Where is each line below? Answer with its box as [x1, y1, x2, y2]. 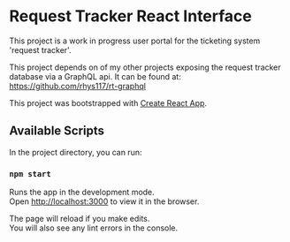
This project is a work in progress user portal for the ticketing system [9, 35, 261, 46]
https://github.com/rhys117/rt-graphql [9, 80, 146, 91]
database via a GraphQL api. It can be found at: [9, 71, 181, 81]
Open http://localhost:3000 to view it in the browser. [9, 196, 200, 207]
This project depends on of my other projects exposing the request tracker [9, 62, 281, 72]
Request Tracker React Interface [9, 6, 252, 26]
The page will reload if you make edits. [9, 214, 150, 224]
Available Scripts [9, 124, 104, 139]
